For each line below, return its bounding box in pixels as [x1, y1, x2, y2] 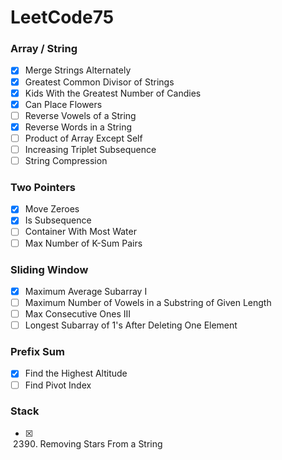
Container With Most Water [24, 226, 137, 238]
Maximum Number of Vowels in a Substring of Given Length [24, 296, 272, 308]
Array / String [10, 42, 78, 56]
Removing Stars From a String [39, 437, 163, 450]
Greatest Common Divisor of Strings [24, 76, 175, 88]
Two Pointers [10, 180, 77, 194]
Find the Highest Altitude [24, 367, 128, 380]
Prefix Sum [10, 345, 65, 359]
